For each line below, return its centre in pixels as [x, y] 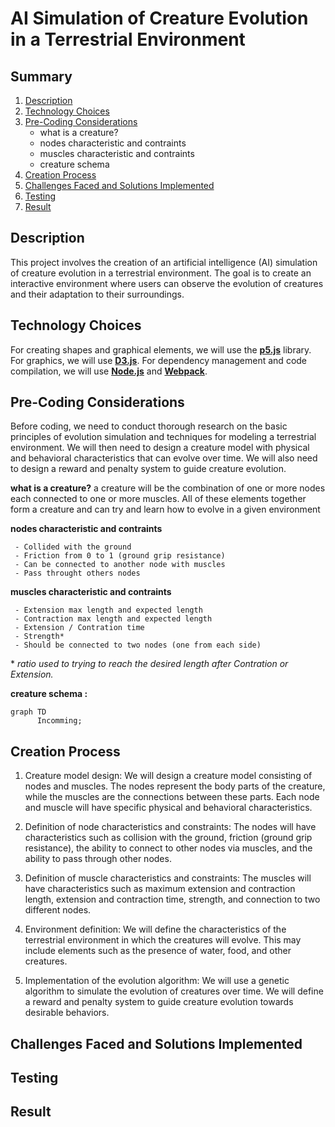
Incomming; [59, 721]
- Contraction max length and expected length [113, 619]
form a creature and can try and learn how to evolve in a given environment [165, 509]
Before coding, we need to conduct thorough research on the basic [149, 426]
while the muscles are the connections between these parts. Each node [172, 797]
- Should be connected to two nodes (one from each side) [138, 645]
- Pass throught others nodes [77, 573]
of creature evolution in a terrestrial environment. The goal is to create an [161, 273]
